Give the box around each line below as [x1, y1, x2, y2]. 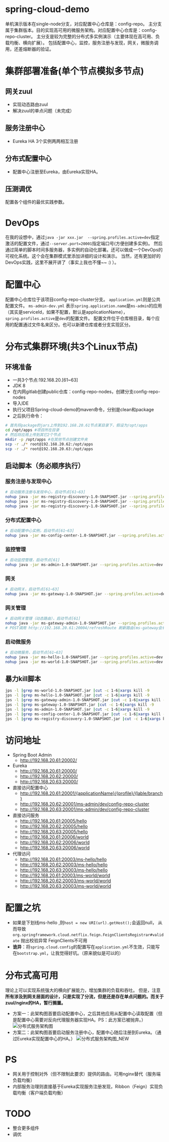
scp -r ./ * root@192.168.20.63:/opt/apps [5, 446, 94, 451]
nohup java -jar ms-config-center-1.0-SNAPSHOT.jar [5, 532, 116, 538]
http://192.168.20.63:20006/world [20, 845, 90, 851]
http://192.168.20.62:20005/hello [20, 823, 88, 829]
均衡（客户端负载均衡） [17, 1090, 66, 1096]
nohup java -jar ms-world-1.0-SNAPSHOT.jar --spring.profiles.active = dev [5, 659, 163, 664]
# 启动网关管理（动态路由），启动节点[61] [5, 616, 81, 621]
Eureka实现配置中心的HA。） [17, 1036, 75, 1042]
